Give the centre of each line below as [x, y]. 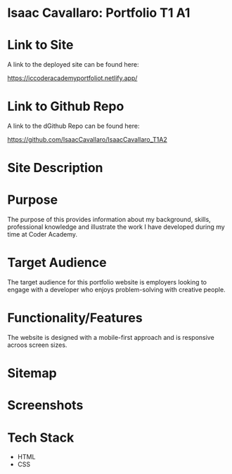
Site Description [55, 168]
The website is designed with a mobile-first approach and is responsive [111, 338]
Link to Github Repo [66, 106]
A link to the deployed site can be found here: [73, 65]
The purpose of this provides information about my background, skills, [109, 220]
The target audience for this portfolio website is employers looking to [107, 282]
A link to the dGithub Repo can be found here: [73, 126]
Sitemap [32, 373]
